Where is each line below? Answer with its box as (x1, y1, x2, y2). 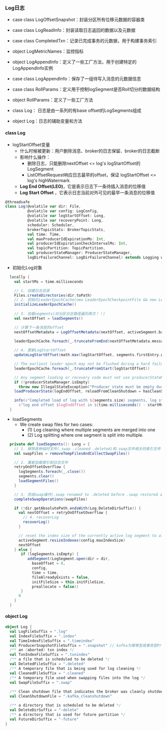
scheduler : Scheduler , (27, 223, 75, 228)
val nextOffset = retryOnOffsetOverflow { (18, 510, 108, 515)
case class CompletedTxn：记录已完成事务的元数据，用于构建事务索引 (12, 38, 157, 44)
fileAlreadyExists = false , (31, 575, 90, 580)
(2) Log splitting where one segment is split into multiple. (27, 432, 144, 438)
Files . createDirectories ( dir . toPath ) (14, 293, 92, 298)
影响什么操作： (19, 154, 51, 160)
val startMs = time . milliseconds (14, 279, 83, 284)
